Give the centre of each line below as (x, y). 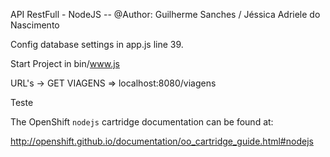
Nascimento (35, 25)
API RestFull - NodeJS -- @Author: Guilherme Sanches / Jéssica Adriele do (165, 14)
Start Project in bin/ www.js (65, 63)
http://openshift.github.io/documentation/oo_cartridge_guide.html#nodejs (162, 141)
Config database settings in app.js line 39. (97, 44)
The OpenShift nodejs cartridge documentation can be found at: (142, 122)
